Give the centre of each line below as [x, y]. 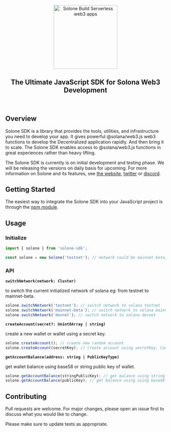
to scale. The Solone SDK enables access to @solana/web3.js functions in [83, 147]
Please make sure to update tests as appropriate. [57, 424]
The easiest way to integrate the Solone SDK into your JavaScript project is [84, 202]
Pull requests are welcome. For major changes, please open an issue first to [85, 409]
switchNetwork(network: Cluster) [41, 281]
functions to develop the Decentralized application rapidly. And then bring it [84, 142]
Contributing [26, 397]
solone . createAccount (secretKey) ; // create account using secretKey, [82, 348]
